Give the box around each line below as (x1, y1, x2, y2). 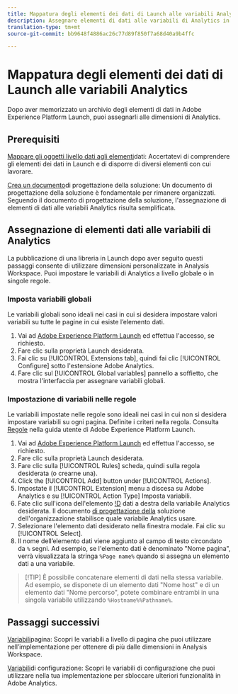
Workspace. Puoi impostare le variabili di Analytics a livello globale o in (7, 268, 215, 277)
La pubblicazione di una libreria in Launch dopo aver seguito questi (7, 254, 203, 262)
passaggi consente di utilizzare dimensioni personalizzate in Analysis (7, 261, 210, 270)
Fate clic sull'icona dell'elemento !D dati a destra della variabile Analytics (17, 499, 230, 508)
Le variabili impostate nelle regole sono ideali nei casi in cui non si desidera (7, 410, 227, 419)
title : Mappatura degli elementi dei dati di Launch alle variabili (7, 10, 214, 18)
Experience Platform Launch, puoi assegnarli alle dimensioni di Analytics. (7, 113, 221, 121)
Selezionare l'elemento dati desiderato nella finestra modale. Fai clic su (17, 522, 225, 530)
